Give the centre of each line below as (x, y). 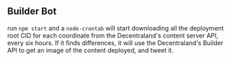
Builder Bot (32, 11)
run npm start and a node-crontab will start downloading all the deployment (115, 28)
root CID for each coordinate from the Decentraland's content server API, (113, 35)
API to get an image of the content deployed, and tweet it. (90, 50)
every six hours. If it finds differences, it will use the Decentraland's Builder (115, 43)
